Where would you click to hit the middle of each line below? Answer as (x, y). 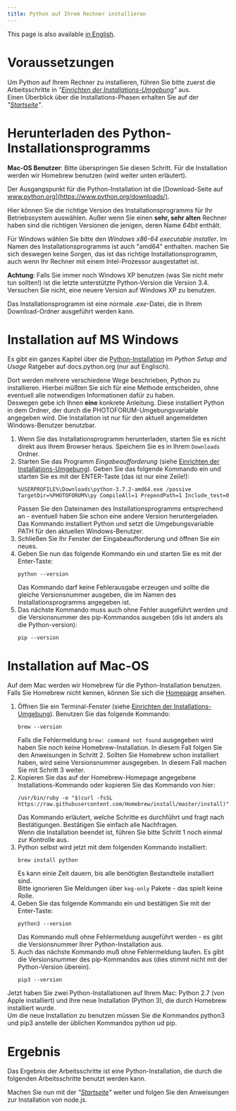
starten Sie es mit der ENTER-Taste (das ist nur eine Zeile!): (104, 477)
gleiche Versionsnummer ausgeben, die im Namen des (97, 595)
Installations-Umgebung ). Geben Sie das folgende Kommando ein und (119, 469)
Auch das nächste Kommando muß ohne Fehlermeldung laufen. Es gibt (120, 952)
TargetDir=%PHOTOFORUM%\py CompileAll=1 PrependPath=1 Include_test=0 (123, 496)
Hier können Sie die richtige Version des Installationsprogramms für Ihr (110, 210)
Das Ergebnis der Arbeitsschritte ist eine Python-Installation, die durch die (115, 1071)
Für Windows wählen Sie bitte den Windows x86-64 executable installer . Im (117, 239)
